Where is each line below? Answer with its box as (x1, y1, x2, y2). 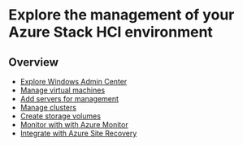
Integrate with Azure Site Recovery (20, 128, 137, 138)
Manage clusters (20, 103, 77, 112)
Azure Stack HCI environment (8, 23, 214, 41)
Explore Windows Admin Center (20, 77, 128, 86)
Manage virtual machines (20, 85, 106, 95)
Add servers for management (20, 94, 119, 103)
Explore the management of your (8, 6, 235, 24)
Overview (8, 55, 59, 69)
